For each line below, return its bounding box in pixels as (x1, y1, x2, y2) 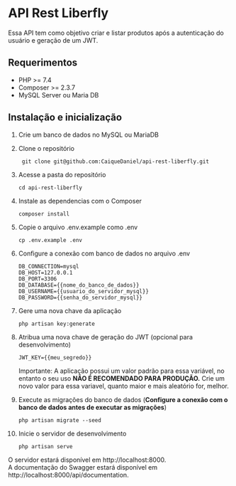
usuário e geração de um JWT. (8, 36, 99, 44)
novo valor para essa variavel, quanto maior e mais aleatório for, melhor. (18, 381, 230, 390)
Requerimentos (8, 57, 78, 69)
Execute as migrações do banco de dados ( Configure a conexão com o (18, 395, 228, 403)
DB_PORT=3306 (18, 275, 57, 282)
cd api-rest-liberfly (18, 184, 82, 191)
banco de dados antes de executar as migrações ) (18, 403, 167, 411)
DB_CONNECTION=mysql (18, 263, 79, 270)
